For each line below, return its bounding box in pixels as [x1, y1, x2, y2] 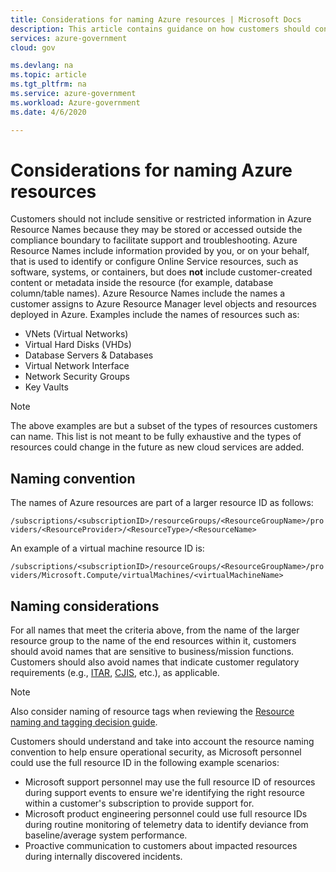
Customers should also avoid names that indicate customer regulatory [10, 656, 300, 668]
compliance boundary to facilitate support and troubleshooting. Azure [10, 234, 298, 246]
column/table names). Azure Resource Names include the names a [10, 287, 286, 300]
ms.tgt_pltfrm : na [10, 79, 87, 90]
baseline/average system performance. [24, 829, 188, 841]
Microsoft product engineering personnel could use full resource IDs [24, 808, 308, 820]
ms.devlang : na [10, 61, 74, 71]
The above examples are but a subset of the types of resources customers [10, 420, 318, 432]
